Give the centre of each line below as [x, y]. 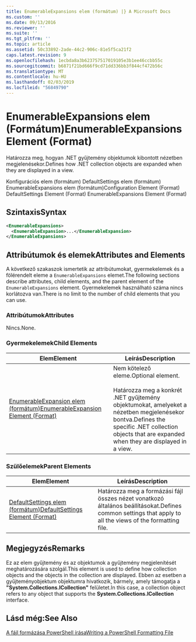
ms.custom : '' [23, 17]
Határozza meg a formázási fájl [140, 491]
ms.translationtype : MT [35, 71]
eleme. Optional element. [146, 375]
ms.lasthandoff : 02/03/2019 [40, 83]
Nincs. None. [21, 328]
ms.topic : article [28, 44]
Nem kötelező [132, 368]
